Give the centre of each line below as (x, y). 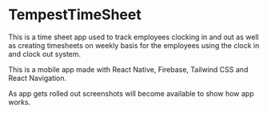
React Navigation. (38, 78)
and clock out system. (45, 54)
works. (20, 102)
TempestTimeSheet (75, 15)
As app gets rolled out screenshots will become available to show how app (131, 93)
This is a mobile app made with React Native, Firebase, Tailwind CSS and (128, 69)
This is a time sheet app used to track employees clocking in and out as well (133, 37)
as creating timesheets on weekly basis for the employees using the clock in (134, 45)
